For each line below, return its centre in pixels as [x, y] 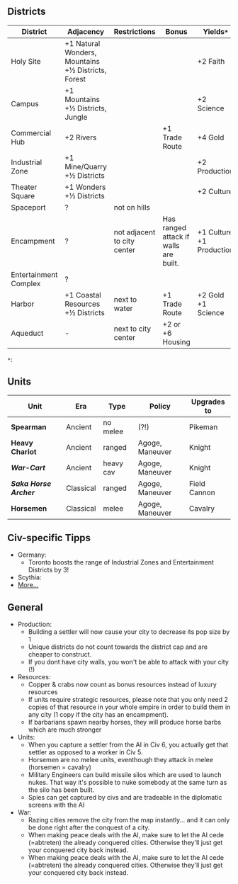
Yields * [216, 31]
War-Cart [28, 467]
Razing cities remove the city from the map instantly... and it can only [129, 820]
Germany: [32, 555]
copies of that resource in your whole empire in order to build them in [129, 707]
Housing [176, 341]
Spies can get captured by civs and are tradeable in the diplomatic [125, 798]
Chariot [24, 451]
